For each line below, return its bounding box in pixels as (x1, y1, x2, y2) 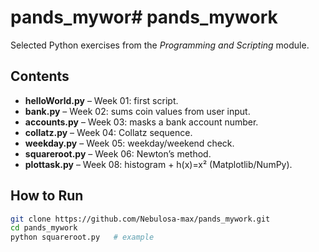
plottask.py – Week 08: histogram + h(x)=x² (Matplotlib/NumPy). (24, 158, 293, 170)
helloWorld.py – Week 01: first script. (24, 94, 179, 106)
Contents (10, 68, 70, 85)
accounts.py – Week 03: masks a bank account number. (24, 116, 259, 128)
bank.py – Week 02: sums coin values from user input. (24, 105, 251, 117)
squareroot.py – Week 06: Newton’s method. (24, 147, 212, 160)
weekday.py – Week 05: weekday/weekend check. (24, 137, 235, 149)
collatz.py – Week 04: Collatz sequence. (24, 126, 193, 138)
